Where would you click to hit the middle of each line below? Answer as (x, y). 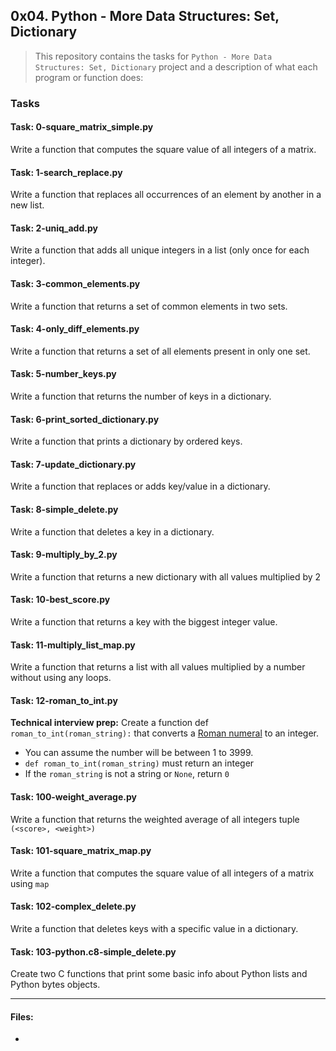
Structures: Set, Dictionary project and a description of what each (176, 66)
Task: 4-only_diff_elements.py (75, 329)
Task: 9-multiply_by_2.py (64, 555)
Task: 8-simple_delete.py (64, 509)
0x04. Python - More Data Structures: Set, (145, 16)
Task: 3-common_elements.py (75, 283)
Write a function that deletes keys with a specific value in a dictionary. (154, 928)
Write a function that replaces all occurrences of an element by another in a (166, 195)
